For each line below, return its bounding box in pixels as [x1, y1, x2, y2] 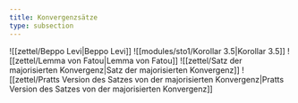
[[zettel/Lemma [9, 55, 65, 66]
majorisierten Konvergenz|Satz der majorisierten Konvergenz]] [9, 64, 240, 75]
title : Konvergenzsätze [9, 12, 98, 22]
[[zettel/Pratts [9, 74, 61, 84]
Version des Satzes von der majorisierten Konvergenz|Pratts [61, 74, 285, 84]
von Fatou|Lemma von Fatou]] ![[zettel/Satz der [66, 55, 243, 66]
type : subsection [9, 21, 74, 30]
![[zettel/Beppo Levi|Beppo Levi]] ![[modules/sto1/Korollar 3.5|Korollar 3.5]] [9, 45, 286, 56]
